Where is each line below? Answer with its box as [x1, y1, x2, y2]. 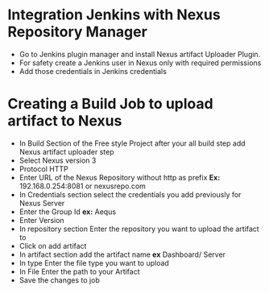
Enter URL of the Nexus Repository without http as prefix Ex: [19, 172, 221, 182]
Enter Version [19, 215, 65, 225]
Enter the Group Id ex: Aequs [19, 207, 117, 217]
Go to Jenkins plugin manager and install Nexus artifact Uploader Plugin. [19, 49, 261, 59]
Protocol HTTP [19, 163, 69, 174]
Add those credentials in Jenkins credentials [19, 66, 167, 76]
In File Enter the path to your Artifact [19, 266, 140, 276]
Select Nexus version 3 [19, 155, 97, 165]
